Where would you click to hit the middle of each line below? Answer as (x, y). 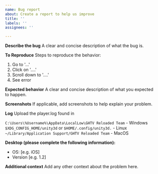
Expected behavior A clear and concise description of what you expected (79, 89)
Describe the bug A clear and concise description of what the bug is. (74, 46)
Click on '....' (24, 70)
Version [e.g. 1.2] (29, 157)
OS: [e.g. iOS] (26, 152)
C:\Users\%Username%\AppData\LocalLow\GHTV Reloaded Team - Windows (77, 123)
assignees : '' (19, 28)
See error (22, 80)
